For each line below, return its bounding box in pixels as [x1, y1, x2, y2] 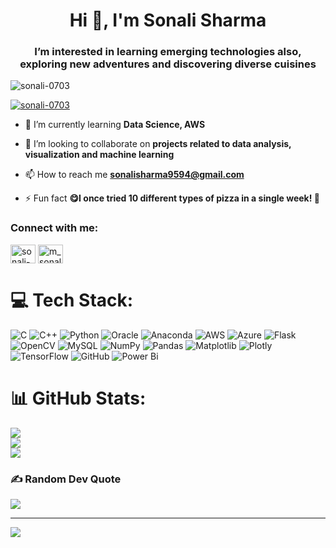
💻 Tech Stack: [10, 289, 134, 311]
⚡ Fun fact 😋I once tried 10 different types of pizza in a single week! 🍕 [24, 192, 320, 204]
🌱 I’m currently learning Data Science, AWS [24, 119, 206, 131]
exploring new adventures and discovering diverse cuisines [19, 57, 317, 71]
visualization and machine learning [24, 149, 175, 161]
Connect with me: [10, 221, 99, 235]
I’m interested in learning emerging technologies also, [34, 45, 302, 59]
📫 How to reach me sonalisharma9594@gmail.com [24, 169, 245, 181]
